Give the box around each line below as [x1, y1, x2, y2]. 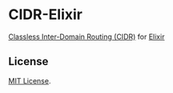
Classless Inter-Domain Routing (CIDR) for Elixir [8, 32, 165, 41]
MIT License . [8, 76, 51, 85]
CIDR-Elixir [8, 6, 82, 24]
